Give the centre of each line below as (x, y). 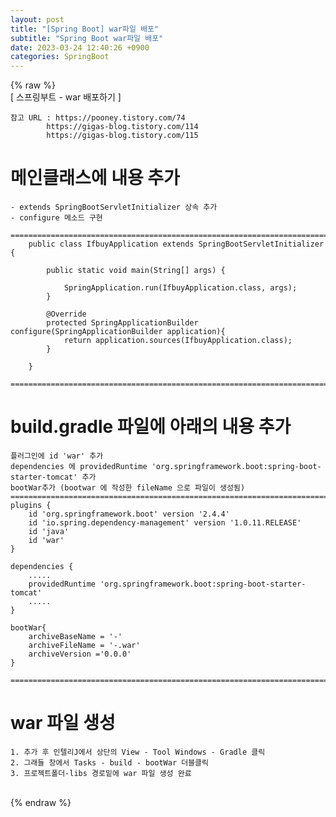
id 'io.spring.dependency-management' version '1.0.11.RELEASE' (165, 523)
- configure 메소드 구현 (56, 218)
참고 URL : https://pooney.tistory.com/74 (98, 118)
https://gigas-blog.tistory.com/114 (122, 127)
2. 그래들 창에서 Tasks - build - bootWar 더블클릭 (109, 762)
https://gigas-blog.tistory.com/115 (122, 136)
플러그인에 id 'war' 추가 (57, 456)
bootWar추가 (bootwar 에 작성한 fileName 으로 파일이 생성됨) (128, 488)
